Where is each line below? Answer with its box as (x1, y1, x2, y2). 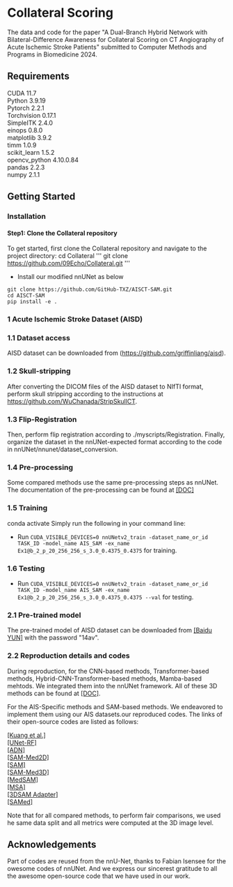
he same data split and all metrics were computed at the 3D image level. (7, 818, 214, 827)
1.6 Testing (7, 563, 45, 573)
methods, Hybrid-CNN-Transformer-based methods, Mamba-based (7, 674, 202, 683)
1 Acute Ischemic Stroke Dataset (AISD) (7, 314, 143, 324)
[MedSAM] (7, 775, 38, 784)
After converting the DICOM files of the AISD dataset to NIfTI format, (7, 382, 204, 391)
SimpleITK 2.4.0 (7, 119, 54, 127)
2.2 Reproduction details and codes (7, 651, 130, 660)
